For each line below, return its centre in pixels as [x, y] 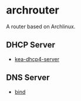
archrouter [33, 10]
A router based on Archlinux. [41, 26]
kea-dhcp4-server [37, 59]
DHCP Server [31, 45]
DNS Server [28, 78]
